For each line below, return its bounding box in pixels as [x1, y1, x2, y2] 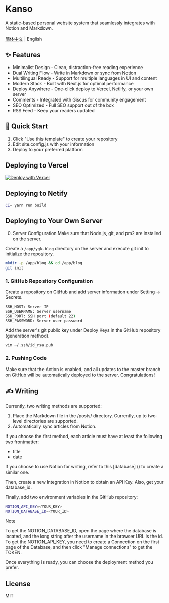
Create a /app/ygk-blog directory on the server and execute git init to [5, 245, 149, 251]
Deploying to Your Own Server [5, 217, 103, 225]
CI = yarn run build [5, 203, 47, 208]
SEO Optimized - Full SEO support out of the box [12, 102, 114, 108]
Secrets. [5, 294, 23, 300]
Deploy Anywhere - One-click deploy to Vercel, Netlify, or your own [12, 86, 153, 92]
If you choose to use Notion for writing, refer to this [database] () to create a [5, 464, 164, 470]
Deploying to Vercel [5, 161, 69, 170]
